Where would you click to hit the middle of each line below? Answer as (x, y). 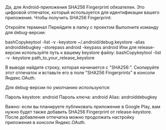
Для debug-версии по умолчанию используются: (58, 87)
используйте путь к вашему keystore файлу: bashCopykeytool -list (91, 52)
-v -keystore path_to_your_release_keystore (50, 58)
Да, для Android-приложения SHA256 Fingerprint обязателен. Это (75, 7)
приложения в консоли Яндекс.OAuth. (45, 122)
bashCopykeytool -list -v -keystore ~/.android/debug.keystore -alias (75, 42)
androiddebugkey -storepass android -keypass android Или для (71, 47)
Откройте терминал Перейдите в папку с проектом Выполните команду (82, 27)
